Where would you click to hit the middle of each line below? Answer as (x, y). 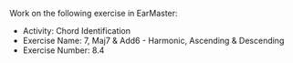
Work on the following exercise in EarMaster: (94, 13)
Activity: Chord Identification (76, 31)
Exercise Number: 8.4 (63, 50)
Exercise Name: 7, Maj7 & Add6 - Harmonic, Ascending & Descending (153, 41)
